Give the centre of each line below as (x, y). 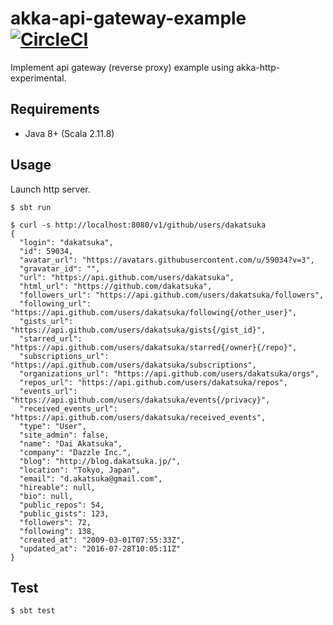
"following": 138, (58, 531)
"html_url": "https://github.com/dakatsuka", (116, 286)
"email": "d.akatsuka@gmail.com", (91, 478)
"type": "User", (53, 426)
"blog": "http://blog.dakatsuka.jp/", (100, 461)
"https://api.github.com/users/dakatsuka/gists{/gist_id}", (138, 330)
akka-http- (258, 67)
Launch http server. (50, 189)
